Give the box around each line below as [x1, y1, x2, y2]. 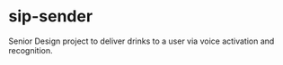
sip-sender [8, 6, 93, 27]
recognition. [8, 45, 53, 55]
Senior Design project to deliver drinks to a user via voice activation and [8, 36, 275, 46]
